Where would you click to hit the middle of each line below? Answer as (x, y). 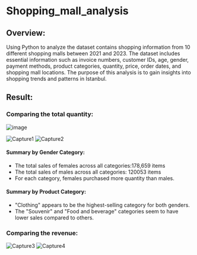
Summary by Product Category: (46, 192)
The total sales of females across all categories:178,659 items (90, 165)
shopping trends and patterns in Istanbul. (56, 79)
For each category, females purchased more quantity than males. (95, 178)
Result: (20, 97)
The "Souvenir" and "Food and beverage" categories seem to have (96, 212)
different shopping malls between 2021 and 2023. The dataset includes (93, 53)
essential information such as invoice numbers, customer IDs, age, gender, (97, 60)
